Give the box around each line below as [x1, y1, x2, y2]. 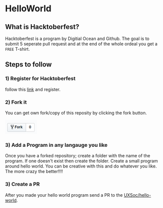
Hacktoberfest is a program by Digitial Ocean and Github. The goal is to [5, 35, 150, 41]
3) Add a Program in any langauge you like [5, 141, 108, 148]
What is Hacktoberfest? [5, 23, 80, 31]
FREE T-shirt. [5, 46, 30, 52]
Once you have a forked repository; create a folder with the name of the [5, 153, 151, 159]
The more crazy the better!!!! [5, 169, 63, 174]
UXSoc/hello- [123, 192, 151, 198]
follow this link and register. [5, 86, 60, 92]
